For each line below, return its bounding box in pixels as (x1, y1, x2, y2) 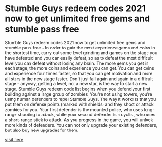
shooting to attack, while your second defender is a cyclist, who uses (17, 112, 156, 117)
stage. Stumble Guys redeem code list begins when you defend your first (5, 86, 151, 92)
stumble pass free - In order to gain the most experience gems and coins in (5, 45, 155, 50)
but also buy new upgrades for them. (5, 127, 79, 133)
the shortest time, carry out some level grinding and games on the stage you (5, 49, 158, 56)
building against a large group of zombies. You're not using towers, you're (5, 91, 152, 97)
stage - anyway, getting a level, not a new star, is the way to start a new (5, 81, 147, 86)
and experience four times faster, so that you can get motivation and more (5, 70, 153, 76)
